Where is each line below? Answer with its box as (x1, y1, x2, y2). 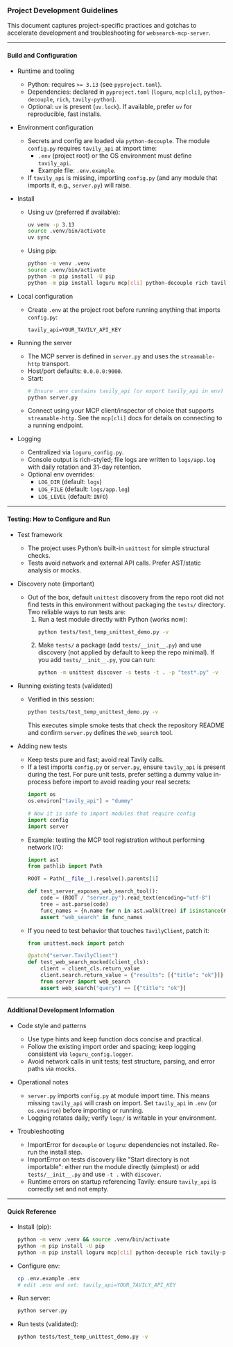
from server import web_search (40, 978, 130, 985)
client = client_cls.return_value (40, 965, 140, 973)
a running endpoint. (27, 421, 84, 429)
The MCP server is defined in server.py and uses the (27, 352, 180, 360)
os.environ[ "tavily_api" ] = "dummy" (27, 798, 134, 804)
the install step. (39, 1148, 83, 1156)
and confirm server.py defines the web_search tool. (27, 729, 173, 737)
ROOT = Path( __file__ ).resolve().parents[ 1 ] (27, 875, 159, 882)
